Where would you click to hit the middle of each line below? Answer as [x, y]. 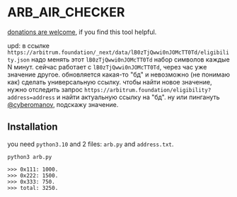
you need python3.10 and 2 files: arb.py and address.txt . [91, 144]
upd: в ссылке [29, 45]
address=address [31, 97]
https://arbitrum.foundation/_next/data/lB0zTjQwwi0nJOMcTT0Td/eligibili [118, 52]
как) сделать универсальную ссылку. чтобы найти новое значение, [110, 81]
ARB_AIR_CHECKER [66, 12]
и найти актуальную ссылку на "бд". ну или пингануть [138, 97]
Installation [33, 127]
